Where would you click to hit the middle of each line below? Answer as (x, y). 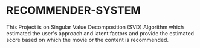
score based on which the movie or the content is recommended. (88, 40)
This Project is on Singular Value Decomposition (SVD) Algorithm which (95, 27)
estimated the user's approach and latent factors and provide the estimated (100, 33)
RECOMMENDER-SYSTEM (73, 10)
